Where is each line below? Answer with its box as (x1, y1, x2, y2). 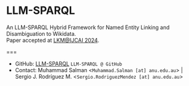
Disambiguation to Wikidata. (6, 30, 77, 37)
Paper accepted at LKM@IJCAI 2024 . (6, 36, 100, 44)
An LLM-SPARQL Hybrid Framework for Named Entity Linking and (6, 24, 170, 31)
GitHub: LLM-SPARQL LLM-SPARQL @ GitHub (14, 60, 123, 67)
